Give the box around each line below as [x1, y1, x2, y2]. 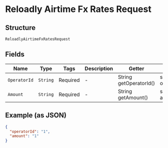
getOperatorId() [117, 79, 155, 86]
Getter [128, 65, 144, 72]
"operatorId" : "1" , [9, 129, 50, 134]
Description [84, 65, 113, 72]
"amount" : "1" [9, 133, 39, 138]
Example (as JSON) [5, 111, 66, 119]
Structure [5, 23, 36, 32]
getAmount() [117, 94, 148, 101]
